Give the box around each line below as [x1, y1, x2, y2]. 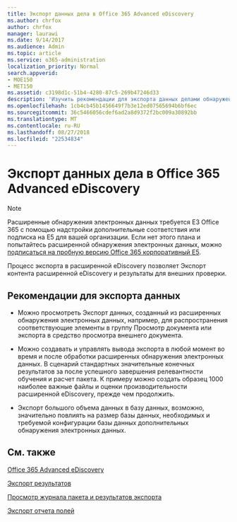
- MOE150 [7, 76, 33, 83]
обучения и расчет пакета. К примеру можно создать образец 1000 [17, 375, 224, 383]
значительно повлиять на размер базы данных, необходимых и [17, 411, 210, 419]
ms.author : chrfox [7, 17, 61, 24]
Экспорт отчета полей [7, 506, 75, 515]
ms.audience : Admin [7, 43, 65, 50]
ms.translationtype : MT [7, 115, 78, 122]
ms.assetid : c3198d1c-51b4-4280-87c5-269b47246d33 [7, 89, 159, 96]
